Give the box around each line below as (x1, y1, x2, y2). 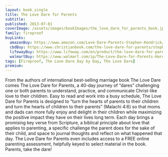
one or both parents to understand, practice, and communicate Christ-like (5, 88, 157, 94)
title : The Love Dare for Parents (5, 12, 77, 17)
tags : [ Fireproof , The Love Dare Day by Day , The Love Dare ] (5, 59, 135, 64)
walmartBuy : (9, 54, 35, 59)
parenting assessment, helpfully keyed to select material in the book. (5, 141, 147, 147)
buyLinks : (5, 36, 26, 41)
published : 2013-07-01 (5, 21, 52, 27)
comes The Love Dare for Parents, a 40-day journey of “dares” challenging (5, 82, 159, 88)
